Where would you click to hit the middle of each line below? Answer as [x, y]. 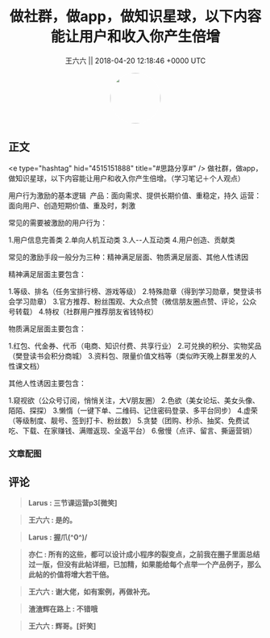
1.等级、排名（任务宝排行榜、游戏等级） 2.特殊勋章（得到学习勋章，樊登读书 [135, 291]
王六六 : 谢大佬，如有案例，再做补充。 [91, 592]
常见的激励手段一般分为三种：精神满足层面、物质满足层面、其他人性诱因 [128, 257]
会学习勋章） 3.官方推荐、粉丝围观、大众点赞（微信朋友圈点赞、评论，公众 [133, 301]
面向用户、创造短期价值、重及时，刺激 [72, 205]
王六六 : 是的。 [52, 520]
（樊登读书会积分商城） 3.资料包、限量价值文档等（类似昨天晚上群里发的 [129, 355]
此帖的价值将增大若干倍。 [71, 575]
